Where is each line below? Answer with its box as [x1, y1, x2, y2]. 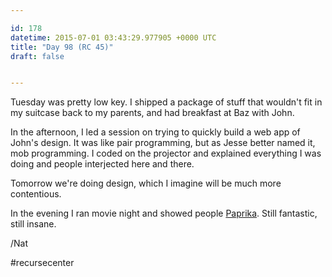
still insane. [10, 218, 57, 230]
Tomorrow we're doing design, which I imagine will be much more [10, 177, 282, 190]
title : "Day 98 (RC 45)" [10, 42, 114, 52]
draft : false [10, 51, 65, 61]
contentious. [10, 188, 62, 200]
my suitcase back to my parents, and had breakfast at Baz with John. [10, 107, 295, 119]
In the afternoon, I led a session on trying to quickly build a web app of [10, 126, 301, 138]
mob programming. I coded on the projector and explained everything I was [10, 147, 322, 160]
